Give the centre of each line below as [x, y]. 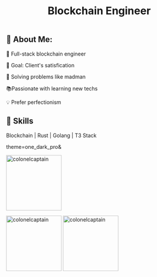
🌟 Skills [20, 121]
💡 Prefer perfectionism [34, 102]
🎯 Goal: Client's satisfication [40, 65]
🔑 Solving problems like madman [46, 76]
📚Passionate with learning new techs [52, 88]
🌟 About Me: [30, 40]
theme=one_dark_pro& [34, 146]
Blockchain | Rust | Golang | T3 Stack [51, 135]
